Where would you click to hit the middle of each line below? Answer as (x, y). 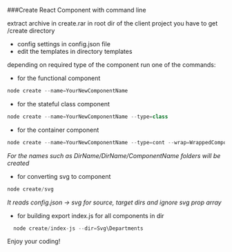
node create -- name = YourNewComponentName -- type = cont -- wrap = (98, 142)
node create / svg (30, 189)
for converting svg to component (64, 176)
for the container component (58, 130)
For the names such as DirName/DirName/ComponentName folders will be (114, 155)
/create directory (31, 31)
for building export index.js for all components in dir (90, 215)
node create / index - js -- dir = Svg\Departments (78, 228)
